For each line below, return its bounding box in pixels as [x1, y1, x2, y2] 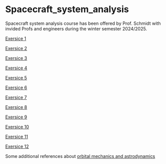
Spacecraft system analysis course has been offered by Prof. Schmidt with [5, 20, 161, 26]
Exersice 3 [5, 55, 27, 61]
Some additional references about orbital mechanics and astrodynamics [5, 153, 155, 159]
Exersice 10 [5, 124, 29, 130]
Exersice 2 [5, 45, 27, 51]
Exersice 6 [5, 85, 27, 91]
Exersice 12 [5, 143, 29, 149]
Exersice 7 [5, 94, 27, 100]
